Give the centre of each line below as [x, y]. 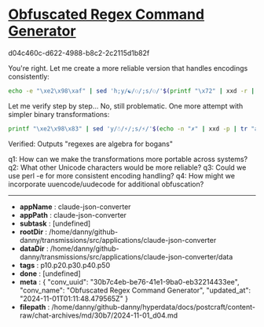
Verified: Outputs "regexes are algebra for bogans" [90, 144]
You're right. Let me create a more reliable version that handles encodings [128, 68]
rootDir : [33, 231]
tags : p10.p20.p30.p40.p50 [65, 265]
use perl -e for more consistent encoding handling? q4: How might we [122, 175]
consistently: [29, 76]
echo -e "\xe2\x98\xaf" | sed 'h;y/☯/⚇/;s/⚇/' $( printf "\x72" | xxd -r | [132, 91]
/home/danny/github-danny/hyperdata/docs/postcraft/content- [154, 307]
